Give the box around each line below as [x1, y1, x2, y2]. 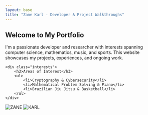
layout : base [5, 7, 33, 13]
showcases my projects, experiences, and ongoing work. [5, 55, 123, 61]
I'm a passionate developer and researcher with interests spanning [5, 44, 143, 50]
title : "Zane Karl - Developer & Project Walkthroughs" [5, 12, 124, 17]
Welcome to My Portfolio [5, 31, 84, 39]
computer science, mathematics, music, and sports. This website [5, 49, 140, 55]
